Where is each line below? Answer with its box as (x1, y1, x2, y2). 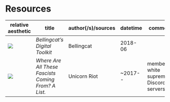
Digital (35, 42, 52, 49)
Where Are (35, 57, 62, 64)
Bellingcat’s (35, 36, 64, 43)
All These (35, 63, 58, 70)
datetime (120, 24, 143, 31)
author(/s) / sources (68, 24, 115, 31)
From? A (35, 82, 56, 89)
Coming (35, 76, 55, 83)
